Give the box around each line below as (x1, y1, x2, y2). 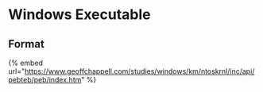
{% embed (8, 58, 44, 67)
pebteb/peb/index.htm (8, 75, 82, 84)
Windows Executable (8, 6, 151, 24)
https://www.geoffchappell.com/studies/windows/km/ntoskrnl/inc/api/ (24, 67, 255, 76)
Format (8, 37, 45, 51)
